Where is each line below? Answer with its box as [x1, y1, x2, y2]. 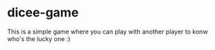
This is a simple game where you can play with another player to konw [7, 27, 208, 36]
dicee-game [7, 5, 79, 21]
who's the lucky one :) [7, 34, 71, 42]
